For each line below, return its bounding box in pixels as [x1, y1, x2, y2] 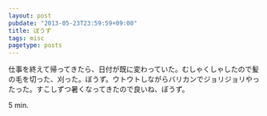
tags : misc [8, 34, 45, 42]
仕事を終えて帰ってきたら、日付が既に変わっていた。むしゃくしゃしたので [8, 65, 253, 74]
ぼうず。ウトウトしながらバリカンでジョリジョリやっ [85, 74, 260, 84]
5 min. [8, 101, 30, 110]
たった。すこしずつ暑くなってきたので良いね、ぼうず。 [8, 85, 189, 94]
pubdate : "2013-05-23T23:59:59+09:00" [8, 19, 137, 27]
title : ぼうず [8, 26, 52, 34]
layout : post [8, 11, 52, 20]
